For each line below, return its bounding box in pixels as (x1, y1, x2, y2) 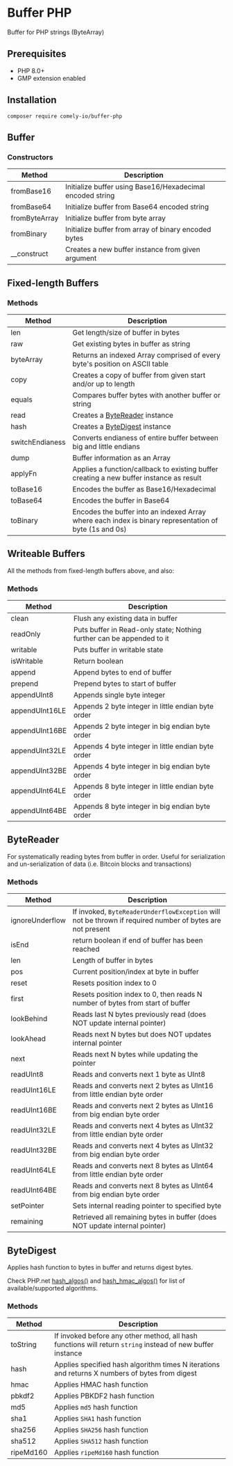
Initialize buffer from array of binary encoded (64, 225, 212, 235)
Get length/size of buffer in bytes (72, 327, 180, 337)
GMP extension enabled (17, 74, 86, 82)
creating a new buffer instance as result (72, 473, 202, 482)
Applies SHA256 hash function (54, 1425, 149, 1435)
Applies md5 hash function (54, 1403, 138, 1412)
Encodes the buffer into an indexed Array (72, 507, 207, 517)
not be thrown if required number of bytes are (72, 915, 221, 925)
